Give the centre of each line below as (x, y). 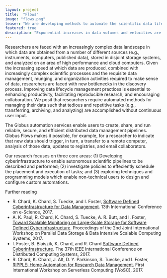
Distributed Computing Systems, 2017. (51, 254)
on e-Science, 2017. (33, 212)
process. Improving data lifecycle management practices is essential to (78, 89)
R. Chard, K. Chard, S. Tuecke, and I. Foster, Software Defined (76, 201)
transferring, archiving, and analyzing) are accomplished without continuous (83, 110)
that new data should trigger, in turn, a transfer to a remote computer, (76, 141)
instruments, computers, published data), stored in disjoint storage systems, (83, 57)
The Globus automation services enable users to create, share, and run (78, 125)
